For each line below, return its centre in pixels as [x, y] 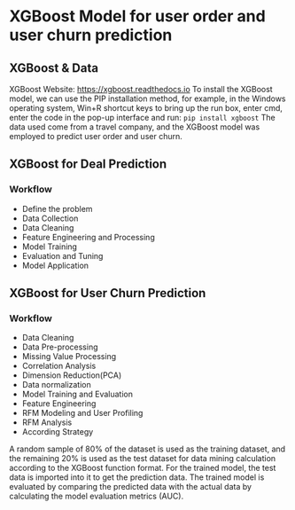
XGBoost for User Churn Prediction [108, 293]
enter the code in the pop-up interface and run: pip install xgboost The [143, 118]
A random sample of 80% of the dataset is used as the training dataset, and [147, 449]
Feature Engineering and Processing [88, 237]
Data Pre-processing [60, 347]
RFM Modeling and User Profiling [82, 413]
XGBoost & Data [54, 68]
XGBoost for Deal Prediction [88, 165]
